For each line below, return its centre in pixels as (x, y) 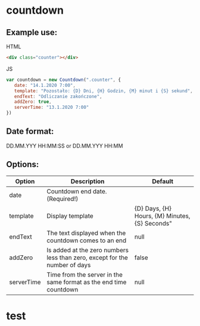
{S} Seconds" (153, 223)
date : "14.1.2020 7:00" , (45, 85)
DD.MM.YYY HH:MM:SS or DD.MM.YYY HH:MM (65, 146)
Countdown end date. (77, 191)
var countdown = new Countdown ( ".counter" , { (63, 80)
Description (87, 181)
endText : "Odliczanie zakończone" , (58, 96)
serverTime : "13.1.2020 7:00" (51, 108)
